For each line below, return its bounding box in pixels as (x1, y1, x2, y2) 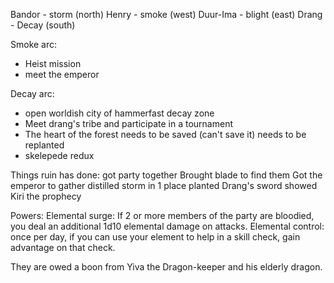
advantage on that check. (10, 242, 116, 253)
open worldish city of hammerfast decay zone (24, 107, 215, 119)
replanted (24, 139, 65, 151)
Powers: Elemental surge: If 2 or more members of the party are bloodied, (10, 210, 315, 221)
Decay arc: (10, 88, 55, 99)
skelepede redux (24, 150, 95, 161)
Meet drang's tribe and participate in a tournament (24, 118, 234, 129)
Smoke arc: (10, 39, 58, 50)
